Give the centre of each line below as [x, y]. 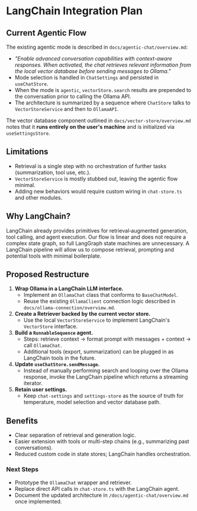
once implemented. [38, 501]
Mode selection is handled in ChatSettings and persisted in [87, 77]
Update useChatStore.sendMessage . [57, 364]
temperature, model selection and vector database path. [92, 402]
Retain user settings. [41, 389]
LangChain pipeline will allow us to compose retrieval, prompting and [90, 249]
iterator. [33, 383]
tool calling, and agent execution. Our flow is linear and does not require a [96, 237]
